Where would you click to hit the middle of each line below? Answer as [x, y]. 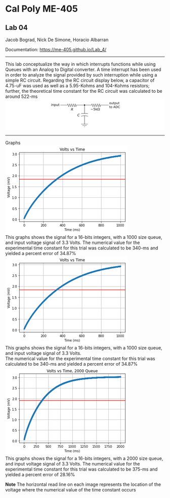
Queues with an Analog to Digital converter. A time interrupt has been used [83, 69]
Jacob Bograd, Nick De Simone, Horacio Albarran [57, 40]
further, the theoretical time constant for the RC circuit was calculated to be [84, 91]
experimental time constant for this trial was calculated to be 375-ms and [81, 469]
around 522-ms [22, 96]
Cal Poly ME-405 [42, 9]
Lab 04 [16, 28]
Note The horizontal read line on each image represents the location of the [83, 484]
